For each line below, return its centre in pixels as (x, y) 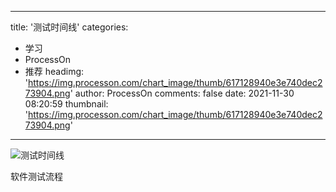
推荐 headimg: (54, 71)
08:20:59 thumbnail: (66, 104)
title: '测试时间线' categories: (69, 27)
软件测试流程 (36, 176)
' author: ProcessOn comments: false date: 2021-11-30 (182, 93)
